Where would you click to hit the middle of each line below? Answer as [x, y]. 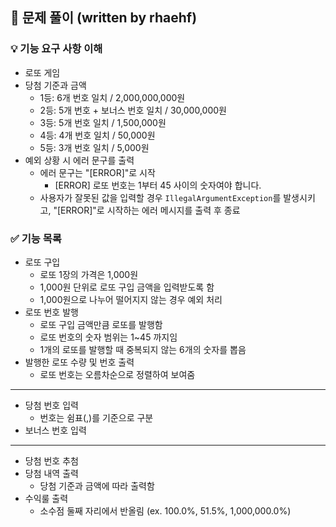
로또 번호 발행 [51, 312]
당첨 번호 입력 [51, 405]
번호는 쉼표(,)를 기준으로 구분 [96, 417]
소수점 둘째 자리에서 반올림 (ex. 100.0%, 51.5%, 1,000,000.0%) [165, 510]
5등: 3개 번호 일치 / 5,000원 [94, 147]
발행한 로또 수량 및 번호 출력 [79, 362]
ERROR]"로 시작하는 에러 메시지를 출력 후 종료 [150, 210]
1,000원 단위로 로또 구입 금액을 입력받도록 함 [127, 287]
